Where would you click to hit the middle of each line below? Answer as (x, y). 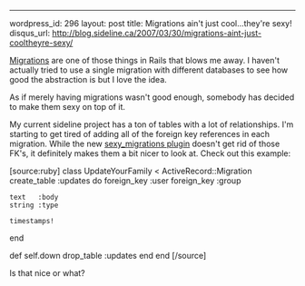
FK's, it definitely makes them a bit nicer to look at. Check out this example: (150, 153)
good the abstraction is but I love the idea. (89, 79)
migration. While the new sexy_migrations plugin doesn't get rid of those (145, 143)
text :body (34, 197)
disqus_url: (30, 33)
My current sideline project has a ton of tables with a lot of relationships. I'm (152, 124)
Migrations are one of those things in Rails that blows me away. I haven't (144, 60)
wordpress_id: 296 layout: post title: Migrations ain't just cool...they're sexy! (151, 23)
